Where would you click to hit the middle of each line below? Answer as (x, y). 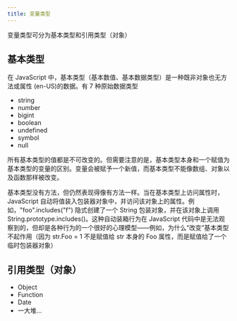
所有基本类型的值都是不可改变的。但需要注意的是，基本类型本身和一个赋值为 (119, 160)
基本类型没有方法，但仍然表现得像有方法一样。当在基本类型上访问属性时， (115, 193)
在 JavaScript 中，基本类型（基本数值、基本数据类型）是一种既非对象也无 (114, 78)
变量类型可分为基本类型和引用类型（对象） (69, 35)
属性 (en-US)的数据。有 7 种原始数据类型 (79, 86)
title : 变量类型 (29, 14)
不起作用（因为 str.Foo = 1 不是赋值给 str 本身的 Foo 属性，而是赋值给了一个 (117, 236)
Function (30, 295)
